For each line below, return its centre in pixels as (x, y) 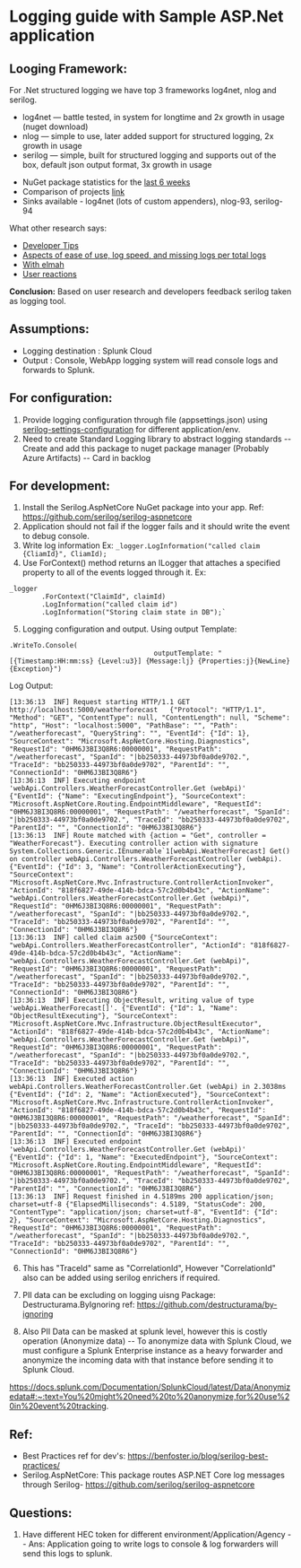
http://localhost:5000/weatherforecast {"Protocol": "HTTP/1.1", (138, 710)
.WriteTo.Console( (43, 646)
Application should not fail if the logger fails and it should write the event (156, 527)
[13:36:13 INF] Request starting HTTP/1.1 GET (100, 702)
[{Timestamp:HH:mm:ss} (52, 661)
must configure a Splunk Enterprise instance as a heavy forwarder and (153, 1351)
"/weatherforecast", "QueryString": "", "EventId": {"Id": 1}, (130, 734)
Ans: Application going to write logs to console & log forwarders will (153, 1544)
